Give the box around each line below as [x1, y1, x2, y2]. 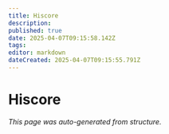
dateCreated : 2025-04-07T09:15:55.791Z [8, 57, 141, 65]
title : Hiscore [8, 11, 59, 20]
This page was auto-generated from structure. [8, 116, 162, 126]
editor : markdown [8, 49, 66, 57]
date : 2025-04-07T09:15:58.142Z [8, 33, 116, 42]
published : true [8, 26, 62, 34]
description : [8, 19, 52, 27]
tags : [8, 41, 26, 49]
